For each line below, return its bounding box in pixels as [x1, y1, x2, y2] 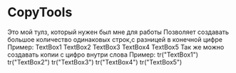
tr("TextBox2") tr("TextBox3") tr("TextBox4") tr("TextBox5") [7, 57, 183, 66]
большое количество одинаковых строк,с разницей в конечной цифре [7, 35, 223, 43]
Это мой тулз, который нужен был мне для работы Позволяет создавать [7, 28, 230, 36]
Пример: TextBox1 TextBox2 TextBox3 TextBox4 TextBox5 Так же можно [7, 43, 225, 51]
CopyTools [7, 4, 73, 21]
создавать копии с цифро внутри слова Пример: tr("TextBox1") [7, 50, 198, 59]
